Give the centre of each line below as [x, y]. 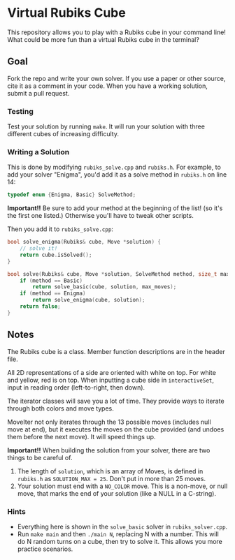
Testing [20, 111]
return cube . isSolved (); [56, 255]
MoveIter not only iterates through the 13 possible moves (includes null [109, 422]
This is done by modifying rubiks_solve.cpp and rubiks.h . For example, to [114, 167]
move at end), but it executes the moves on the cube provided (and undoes [116, 429]
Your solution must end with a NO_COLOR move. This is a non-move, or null [122, 486]
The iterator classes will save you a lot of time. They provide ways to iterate [116, 401]
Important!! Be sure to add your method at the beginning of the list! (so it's [115, 208]
